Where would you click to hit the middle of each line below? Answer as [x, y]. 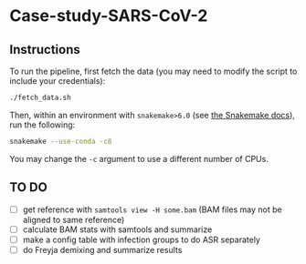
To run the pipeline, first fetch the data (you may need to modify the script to [153, 71]
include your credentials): [58, 81]
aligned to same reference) [74, 219]
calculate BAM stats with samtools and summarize [117, 229]
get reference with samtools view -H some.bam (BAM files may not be [152, 209]
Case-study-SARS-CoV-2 [109, 16]
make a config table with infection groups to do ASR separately [141, 239]
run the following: [42, 125]
